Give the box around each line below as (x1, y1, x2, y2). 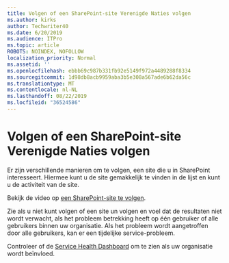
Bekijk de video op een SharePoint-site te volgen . (7, 193, 146, 202)
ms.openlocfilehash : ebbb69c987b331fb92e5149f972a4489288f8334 (7, 67, 191, 74)
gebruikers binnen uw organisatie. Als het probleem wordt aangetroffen (7, 221, 208, 229)
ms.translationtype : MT (7, 80, 75, 87)
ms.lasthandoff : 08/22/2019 (7, 93, 87, 100)
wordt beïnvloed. (7, 249, 55, 258)
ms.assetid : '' (7, 61, 51, 68)
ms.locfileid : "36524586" (7, 99, 81, 106)
